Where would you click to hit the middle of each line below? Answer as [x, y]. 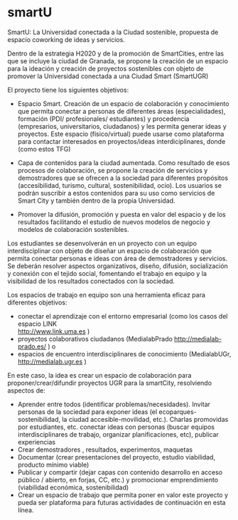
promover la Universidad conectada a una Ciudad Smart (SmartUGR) [108, 76]
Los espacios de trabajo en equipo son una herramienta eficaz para [107, 295]
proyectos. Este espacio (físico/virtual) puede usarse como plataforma [121, 134]
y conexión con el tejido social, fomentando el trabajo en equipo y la [107, 273]
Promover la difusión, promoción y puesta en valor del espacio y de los [121, 214]
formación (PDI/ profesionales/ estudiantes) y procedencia [103, 119]
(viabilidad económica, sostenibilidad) [73, 487]
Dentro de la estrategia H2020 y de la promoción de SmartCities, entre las [116, 53]
